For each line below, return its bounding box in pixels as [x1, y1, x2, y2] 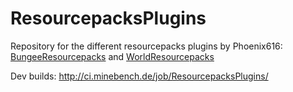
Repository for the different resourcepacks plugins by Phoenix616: [10, 40, 283, 52]
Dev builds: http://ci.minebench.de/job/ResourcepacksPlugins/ [10, 70, 269, 82]
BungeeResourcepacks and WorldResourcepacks [10, 50, 215, 62]
